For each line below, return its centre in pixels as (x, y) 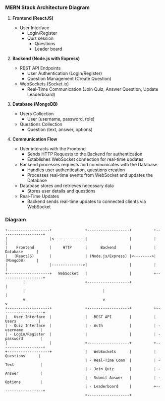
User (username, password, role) (61, 119)
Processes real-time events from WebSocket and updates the (90, 175)
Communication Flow (35, 139)
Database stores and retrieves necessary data (67, 186)
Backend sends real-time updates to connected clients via (86, 201)
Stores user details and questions (61, 191)
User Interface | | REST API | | (85, 317)
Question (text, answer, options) (60, 130)
